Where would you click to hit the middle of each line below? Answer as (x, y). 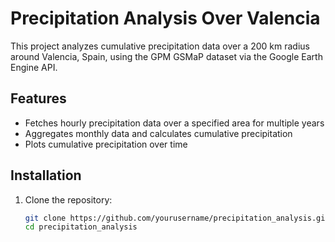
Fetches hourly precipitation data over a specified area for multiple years (174, 123)
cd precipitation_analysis (81, 227)
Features (38, 98)
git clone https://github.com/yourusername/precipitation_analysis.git (177, 218)
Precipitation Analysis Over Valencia (165, 18)
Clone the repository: (68, 199)
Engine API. (34, 67)
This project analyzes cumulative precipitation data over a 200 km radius (160, 46)
